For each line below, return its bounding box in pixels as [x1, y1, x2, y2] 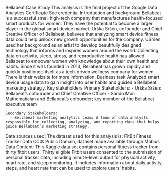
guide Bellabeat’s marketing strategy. [5, 124, 90, 129]
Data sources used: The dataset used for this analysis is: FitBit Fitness [5, 133, 152, 139]
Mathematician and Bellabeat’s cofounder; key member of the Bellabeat [5, 96, 154, 102]
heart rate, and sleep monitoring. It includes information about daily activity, [5, 160, 163, 166]
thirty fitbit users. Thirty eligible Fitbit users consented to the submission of [5, 149, 162, 155]
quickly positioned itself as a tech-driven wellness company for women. [5, 69, 155, 75]
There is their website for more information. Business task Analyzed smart [5, 74, 160, 80]
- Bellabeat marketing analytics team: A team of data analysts [10, 115, 148, 120]
